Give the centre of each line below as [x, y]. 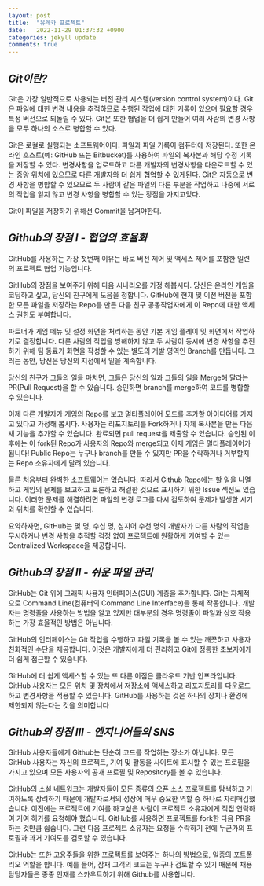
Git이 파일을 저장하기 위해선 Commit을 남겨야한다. [85, 211]
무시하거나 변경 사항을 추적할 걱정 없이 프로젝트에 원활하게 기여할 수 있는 [119, 535]
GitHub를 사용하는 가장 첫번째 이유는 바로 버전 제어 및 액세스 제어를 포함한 [122, 258]
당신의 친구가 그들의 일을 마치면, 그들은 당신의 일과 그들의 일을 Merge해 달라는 [128, 377]
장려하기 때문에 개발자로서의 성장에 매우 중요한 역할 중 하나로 [128, 799]
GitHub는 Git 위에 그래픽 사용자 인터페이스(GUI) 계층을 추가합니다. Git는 [119, 593]
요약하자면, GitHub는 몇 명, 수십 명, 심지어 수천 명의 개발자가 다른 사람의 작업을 [129, 526]
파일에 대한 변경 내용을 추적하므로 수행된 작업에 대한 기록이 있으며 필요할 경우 [135, 108]
